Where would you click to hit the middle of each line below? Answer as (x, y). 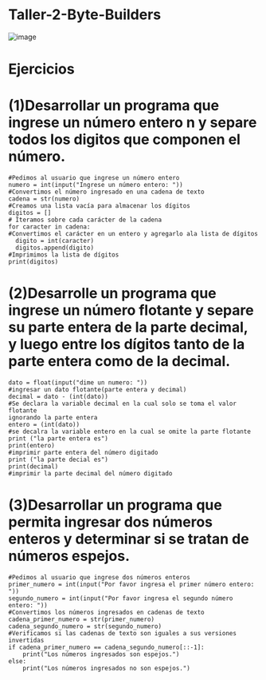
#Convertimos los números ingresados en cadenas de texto (106, 612)
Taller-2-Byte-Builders (85, 15)
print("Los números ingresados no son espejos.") (107, 668)
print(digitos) (33, 262)
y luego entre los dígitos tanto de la (127, 344)
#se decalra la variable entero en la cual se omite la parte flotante (129, 431)
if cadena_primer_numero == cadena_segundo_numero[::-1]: (106, 647)
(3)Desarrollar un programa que (115, 505)
